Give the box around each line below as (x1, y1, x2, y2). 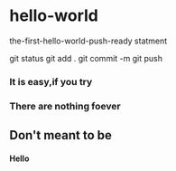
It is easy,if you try (9, 75, 93, 88)
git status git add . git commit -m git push (9, 52, 162, 63)
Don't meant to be (9, 128, 113, 143)
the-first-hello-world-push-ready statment (9, 35, 168, 46)
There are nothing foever (9, 100, 121, 112)
